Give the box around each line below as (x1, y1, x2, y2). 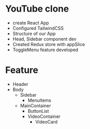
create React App (12, 20, 49, 26)
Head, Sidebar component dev (12, 36, 77, 42)
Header (12, 81, 29, 87)
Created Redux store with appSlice (12, 41, 85, 47)
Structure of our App (12, 30, 56, 36)
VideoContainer (27, 113, 61, 119)
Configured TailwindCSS (12, 25, 64, 31)
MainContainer (20, 102, 52, 109)
